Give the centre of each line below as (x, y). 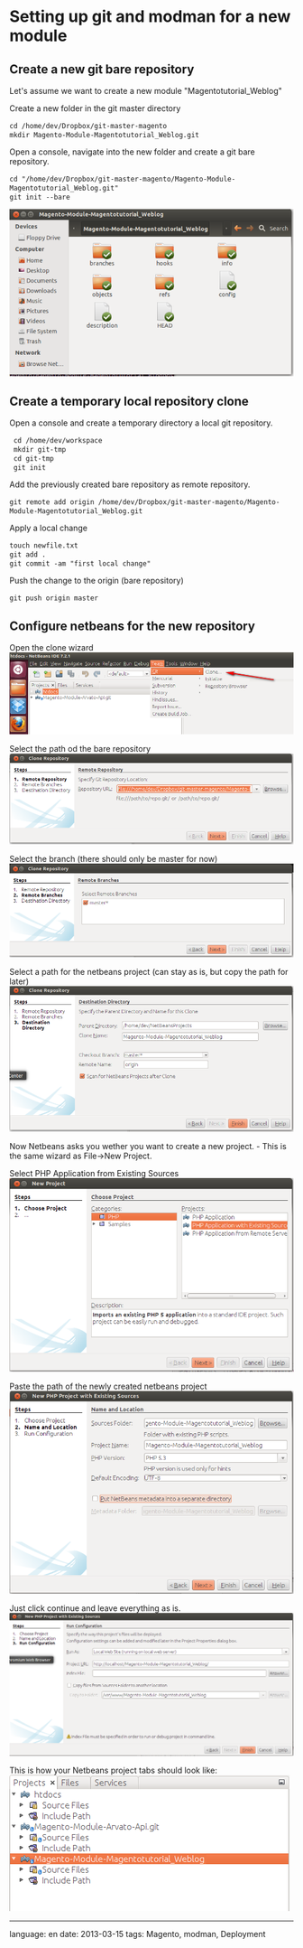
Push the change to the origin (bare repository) (97, 581)
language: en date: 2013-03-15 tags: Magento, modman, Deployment (138, 1934)
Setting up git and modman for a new (150, 17)
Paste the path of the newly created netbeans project (108, 1386)
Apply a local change (49, 528)
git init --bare (40, 197)
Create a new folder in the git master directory (95, 108)
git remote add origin (52, 502)
